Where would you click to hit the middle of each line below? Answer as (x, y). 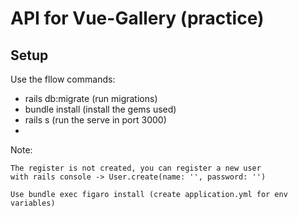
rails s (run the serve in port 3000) (95, 120)
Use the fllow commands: (63, 79)
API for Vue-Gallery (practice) (137, 18)
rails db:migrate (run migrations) (91, 98)
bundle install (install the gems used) (100, 109)
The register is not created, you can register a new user (136, 168)
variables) (33, 203)
